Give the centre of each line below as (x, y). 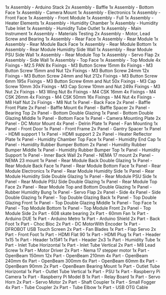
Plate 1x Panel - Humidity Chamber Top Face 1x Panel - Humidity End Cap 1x (83, 139)
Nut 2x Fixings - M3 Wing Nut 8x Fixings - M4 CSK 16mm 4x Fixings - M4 (81, 92)
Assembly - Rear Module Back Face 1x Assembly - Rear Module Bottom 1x (81, 44)
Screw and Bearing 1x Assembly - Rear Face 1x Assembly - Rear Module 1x (82, 39)
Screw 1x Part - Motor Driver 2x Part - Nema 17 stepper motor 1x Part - (78, 250)
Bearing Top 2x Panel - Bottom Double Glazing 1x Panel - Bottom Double (79, 113)
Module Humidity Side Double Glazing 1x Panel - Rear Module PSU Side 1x (81, 176)
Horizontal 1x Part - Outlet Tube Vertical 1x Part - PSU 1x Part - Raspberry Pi (83, 271)
